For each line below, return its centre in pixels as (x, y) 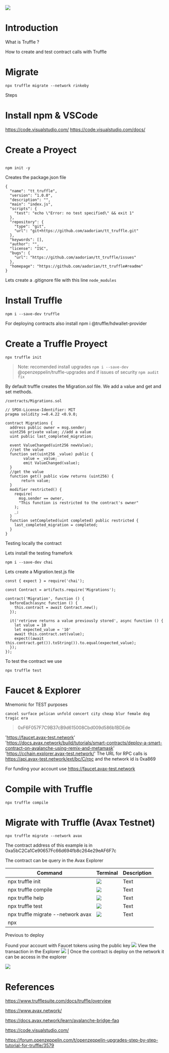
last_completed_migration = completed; (56, 525)
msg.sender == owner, (41, 498)
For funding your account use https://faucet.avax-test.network (70, 769)
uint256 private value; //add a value (51, 432)
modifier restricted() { (36, 489)
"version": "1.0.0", (31, 195)
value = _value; (40, 458)
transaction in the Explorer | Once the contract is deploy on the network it (85, 952)
